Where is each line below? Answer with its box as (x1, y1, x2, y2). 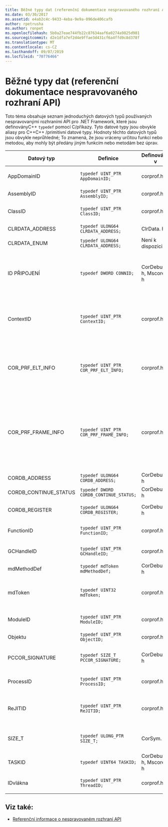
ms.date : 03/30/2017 (5, 12, 48, 17)
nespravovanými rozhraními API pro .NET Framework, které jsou (5, 119, 137, 125)
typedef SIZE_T (79, 652, 116, 658)
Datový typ (28, 155, 55, 162)
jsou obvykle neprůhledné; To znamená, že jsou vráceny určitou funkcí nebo (5, 135, 162, 141)
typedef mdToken (79, 564, 119, 569)
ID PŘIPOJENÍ (7, 270, 40, 277)
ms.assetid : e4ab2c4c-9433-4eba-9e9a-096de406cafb (5, 17, 113, 22)
